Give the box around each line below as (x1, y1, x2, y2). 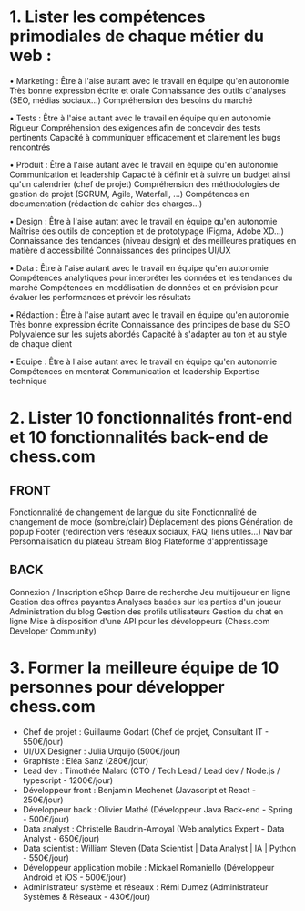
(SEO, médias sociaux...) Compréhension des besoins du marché (9, 94, 253, 106)
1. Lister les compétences (9, 6, 207, 27)
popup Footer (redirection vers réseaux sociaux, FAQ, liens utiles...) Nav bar (9, 526, 293, 537)
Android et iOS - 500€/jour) (22, 872, 127, 883)
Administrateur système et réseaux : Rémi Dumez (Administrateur (22, 881, 269, 892)
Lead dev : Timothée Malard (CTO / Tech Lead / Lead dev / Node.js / (22, 765, 280, 776)
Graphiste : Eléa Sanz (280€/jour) (22, 755, 149, 766)
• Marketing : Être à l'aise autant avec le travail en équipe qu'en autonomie (9, 75, 290, 86)
